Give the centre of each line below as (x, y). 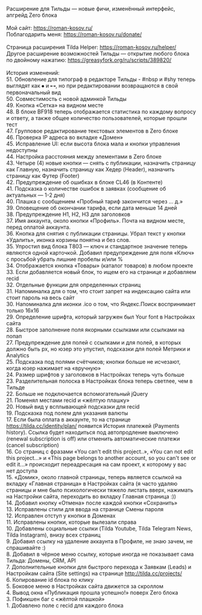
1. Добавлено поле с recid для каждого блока (65, 605)
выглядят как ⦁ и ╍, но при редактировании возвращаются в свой (92, 86)
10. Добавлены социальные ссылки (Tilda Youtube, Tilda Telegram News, (99, 528)
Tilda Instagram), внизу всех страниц (53, 535)
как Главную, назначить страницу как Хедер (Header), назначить (90, 169)
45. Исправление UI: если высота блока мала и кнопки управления (93, 144)
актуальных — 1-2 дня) (36, 195)
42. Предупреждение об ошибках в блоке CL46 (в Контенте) (84, 182)
